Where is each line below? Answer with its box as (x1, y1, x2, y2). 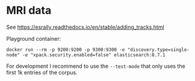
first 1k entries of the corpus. (6, 68, 78, 76)
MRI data (6, 4, 52, 17)
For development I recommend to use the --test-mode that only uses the (6, 62, 185, 70)
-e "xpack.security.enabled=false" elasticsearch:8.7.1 (22, 52, 166, 58)
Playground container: (6, 35, 61, 42)
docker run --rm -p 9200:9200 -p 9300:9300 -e (6, 46, 125, 53)
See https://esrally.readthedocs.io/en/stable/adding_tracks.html (6, 23, 164, 31)
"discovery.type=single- (127, 46, 190, 53)
